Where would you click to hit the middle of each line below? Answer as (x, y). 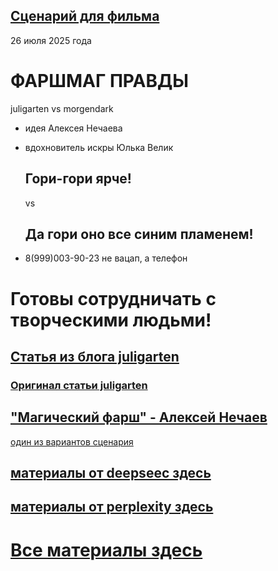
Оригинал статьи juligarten (79, 385)
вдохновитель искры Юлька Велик (99, 147)
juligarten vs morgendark (62, 108)
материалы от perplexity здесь (112, 507)
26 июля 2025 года (51, 40)
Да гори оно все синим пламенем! (139, 234)
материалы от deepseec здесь (111, 473)
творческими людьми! (111, 320)
